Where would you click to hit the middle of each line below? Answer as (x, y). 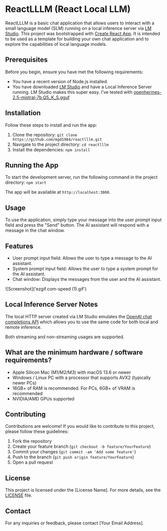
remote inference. (23, 327)
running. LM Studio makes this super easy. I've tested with (73, 92)
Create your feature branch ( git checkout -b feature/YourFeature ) (82, 446)
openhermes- (148, 92)
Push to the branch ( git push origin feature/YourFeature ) (73, 457)
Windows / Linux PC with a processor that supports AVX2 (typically (82, 378)
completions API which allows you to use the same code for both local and (82, 322)
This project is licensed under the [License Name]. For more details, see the (83, 490)
